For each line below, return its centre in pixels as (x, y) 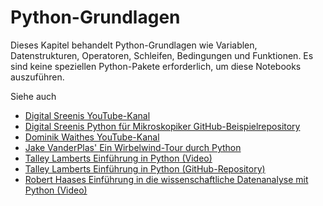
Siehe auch (33, 96)
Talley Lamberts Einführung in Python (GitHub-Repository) (145, 168)
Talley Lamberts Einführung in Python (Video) (118, 158)
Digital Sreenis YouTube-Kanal (87, 115)
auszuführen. (37, 77)
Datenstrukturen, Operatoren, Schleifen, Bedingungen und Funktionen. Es (162, 55)
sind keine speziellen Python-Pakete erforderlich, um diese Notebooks (156, 66)
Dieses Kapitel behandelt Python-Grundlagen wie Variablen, (134, 45)
